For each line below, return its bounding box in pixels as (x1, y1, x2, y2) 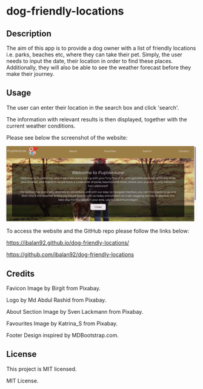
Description (6, 29, 52, 39)
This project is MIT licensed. (6, 365, 77, 373)
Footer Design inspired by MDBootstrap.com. (6, 331, 119, 339)
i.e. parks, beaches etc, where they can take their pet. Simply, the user (6, 51, 183, 58)
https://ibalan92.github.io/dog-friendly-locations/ (6, 239, 129, 246)
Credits (6, 268, 35, 279)
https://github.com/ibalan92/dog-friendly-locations (6, 251, 135, 259)
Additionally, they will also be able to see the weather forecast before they (6, 64, 191, 71)
